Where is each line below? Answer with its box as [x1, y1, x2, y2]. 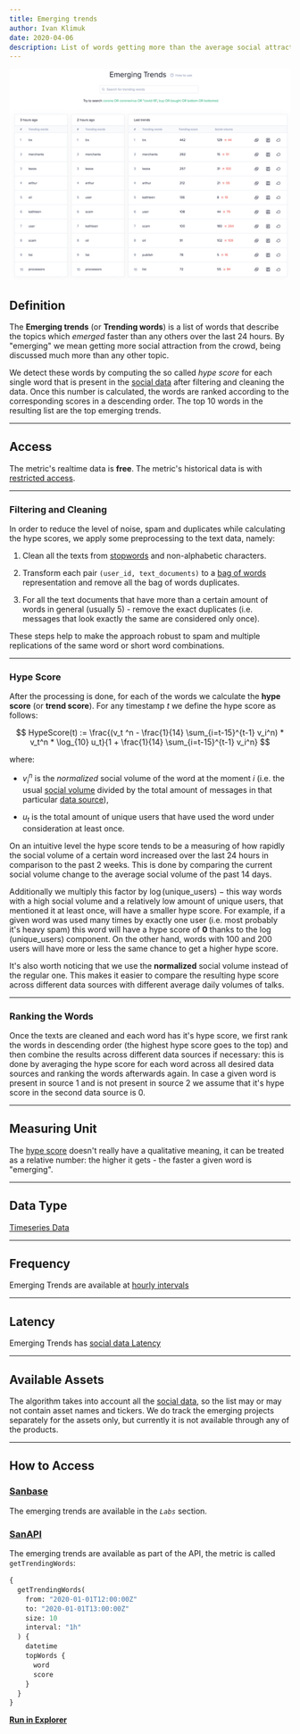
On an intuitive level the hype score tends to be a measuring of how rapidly [9, 840, 286, 851]
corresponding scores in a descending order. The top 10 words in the [9, 396, 263, 406]
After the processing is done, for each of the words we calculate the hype [9, 691, 281, 702]
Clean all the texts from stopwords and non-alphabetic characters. [21, 550, 267, 562]
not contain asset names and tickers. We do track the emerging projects [9, 1405, 275, 1416]
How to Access [9, 1458, 96, 1473]
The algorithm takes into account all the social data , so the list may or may [9, 1396, 282, 1406]
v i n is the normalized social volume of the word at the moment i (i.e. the [21, 771, 286, 786]
